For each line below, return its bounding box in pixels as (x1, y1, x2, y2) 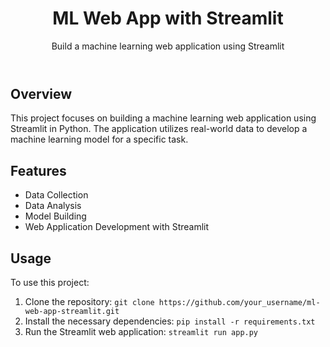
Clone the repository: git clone (24, 295, 155, 307)
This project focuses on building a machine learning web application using (10, 112, 317, 124)
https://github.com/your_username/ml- (158, 297, 321, 307)
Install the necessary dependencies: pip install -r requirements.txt (24, 315, 316, 327)
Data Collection (24, 189, 89, 201)
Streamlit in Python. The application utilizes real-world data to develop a (10, 123, 308, 135)
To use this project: (10, 276, 90, 288)
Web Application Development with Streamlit (24, 221, 210, 233)
